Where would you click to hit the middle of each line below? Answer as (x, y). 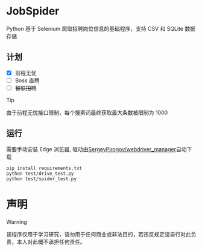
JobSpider (33, 11)
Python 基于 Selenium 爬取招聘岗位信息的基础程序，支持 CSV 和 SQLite (95, 28)
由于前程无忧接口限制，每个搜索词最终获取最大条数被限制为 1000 (87, 112)
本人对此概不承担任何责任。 (51, 242)
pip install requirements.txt (44, 168)
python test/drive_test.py (40, 174)
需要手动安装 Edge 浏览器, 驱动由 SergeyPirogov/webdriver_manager (91, 149)
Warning (17, 221)
